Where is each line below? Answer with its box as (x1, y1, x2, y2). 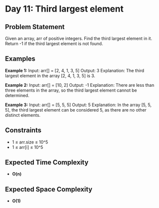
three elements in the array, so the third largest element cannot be (5, 87, 137, 93)
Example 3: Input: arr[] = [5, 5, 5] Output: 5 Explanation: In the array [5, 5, (5, 102, 152, 108)
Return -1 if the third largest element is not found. (5, 41, 103, 47)
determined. (5, 92, 30, 98)
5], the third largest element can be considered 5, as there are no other (5, 107, 147, 112)
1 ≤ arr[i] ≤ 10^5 (12, 144, 44, 150)
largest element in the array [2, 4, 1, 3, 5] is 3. (5, 73, 95, 79)
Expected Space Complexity (5, 185, 93, 193)
